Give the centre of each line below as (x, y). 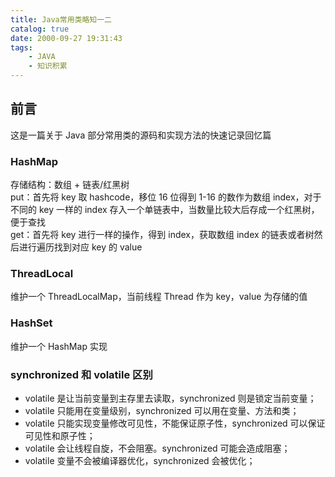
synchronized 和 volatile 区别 (81, 374)
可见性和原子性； (60, 435)
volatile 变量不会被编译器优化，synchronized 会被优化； (140, 460)
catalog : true (40, 29)
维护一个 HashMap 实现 (59, 346)
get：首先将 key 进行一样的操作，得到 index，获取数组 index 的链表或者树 (162, 235)
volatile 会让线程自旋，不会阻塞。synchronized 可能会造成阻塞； (157, 448)
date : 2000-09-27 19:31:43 (66, 38)
